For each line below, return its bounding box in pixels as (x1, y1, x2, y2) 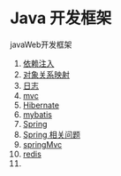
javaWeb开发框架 (10, 39, 72, 50)
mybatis (22, 108, 52, 120)
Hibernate (22, 100, 60, 110)
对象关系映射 (22, 68, 70, 80)
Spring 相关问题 (22, 129, 80, 140)
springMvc (22, 139, 63, 149)
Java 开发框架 (10, 8, 112, 28)
